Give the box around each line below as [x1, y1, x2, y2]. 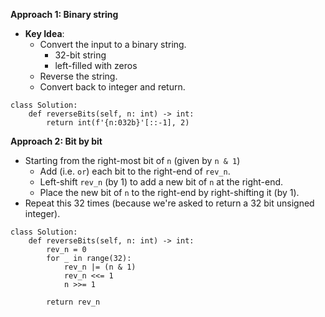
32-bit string [54, 49, 107, 61]
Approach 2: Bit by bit [10, 135, 103, 147]
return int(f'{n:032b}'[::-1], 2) [46, 118, 190, 128]
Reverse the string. [39, 70, 118, 82]
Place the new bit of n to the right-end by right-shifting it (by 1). [39, 187, 300, 198]
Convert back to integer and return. [39, 81, 186, 93]
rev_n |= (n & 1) [63, 262, 137, 272]
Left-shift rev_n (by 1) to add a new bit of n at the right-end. [39, 176, 284, 188]
